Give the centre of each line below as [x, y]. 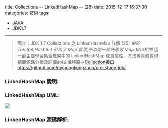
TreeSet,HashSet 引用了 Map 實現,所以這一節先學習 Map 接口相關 [85, 50]
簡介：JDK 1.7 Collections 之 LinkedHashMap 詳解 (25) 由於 [79, 43]
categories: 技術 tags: [27, 13]
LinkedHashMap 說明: [32, 81]
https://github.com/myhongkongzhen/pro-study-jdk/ [72, 68]
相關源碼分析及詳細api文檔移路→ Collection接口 [66, 62]
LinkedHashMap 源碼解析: [37, 120]
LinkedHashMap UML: [32, 95]
